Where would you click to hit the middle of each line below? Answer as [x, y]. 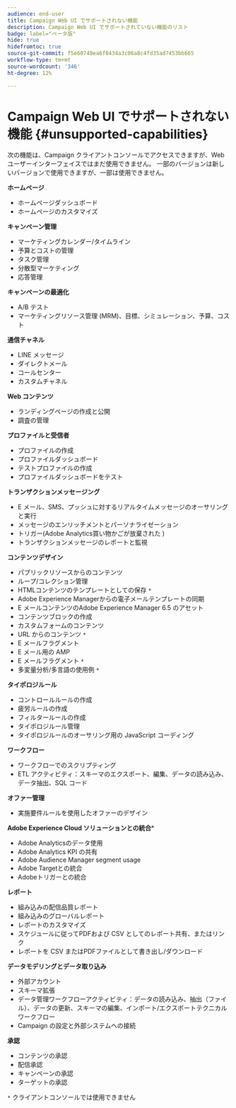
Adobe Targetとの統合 [50, 868]
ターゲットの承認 [42, 1083]
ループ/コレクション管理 [53, 582]
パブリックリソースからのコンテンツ [70, 572]
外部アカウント [39, 981]
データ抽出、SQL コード [53, 783]
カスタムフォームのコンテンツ [61, 625]
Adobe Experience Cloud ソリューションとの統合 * [81, 828]
